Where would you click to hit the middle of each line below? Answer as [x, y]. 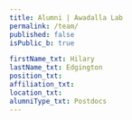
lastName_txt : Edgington [56, 68]
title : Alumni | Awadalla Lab [66, 18]
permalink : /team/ [44, 26]
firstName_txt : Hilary [52, 60]
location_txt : [36, 92]
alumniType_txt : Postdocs [58, 101]
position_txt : [36, 76]
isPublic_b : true [42, 43]
